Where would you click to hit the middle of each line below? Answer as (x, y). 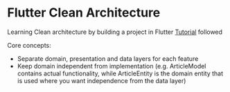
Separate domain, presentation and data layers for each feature (108, 58)
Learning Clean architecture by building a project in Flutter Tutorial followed (115, 32)
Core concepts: (29, 45)
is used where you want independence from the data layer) (101, 80)
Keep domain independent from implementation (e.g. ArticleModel (112, 66)
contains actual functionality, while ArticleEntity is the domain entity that (120, 73)
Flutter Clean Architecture (84, 13)
